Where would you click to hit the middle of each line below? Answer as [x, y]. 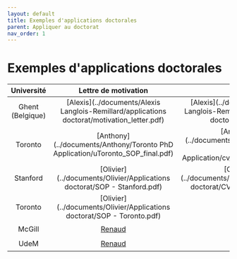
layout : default [31, 14]
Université [29, 91]
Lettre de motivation [113, 91]
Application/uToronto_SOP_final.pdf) [113, 153]
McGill [29, 229]
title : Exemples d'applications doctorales [72, 20]
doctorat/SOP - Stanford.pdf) [114, 187]
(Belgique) [29, 115]
